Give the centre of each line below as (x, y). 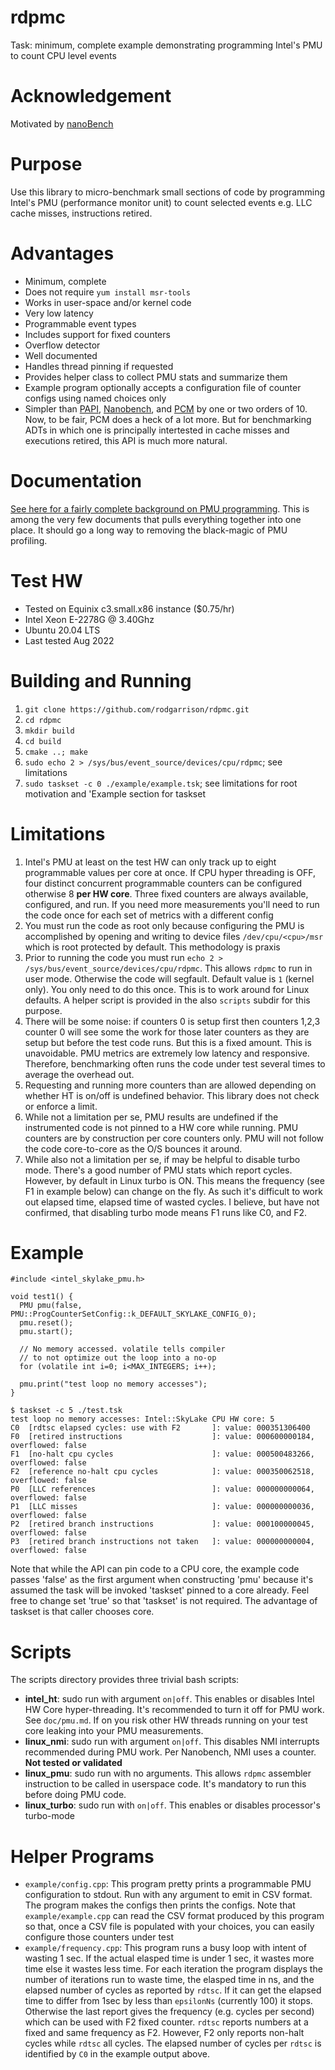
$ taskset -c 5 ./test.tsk (66, 1411)
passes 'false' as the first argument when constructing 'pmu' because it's (162, 1580)
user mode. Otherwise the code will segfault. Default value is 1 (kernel (169, 978)
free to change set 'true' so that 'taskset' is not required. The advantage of (164, 1601)
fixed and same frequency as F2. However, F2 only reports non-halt (164, 2033)
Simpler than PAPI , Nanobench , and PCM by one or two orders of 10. (166, 408)
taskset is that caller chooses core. (82, 1612)
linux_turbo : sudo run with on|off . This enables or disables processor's (172, 1805)
